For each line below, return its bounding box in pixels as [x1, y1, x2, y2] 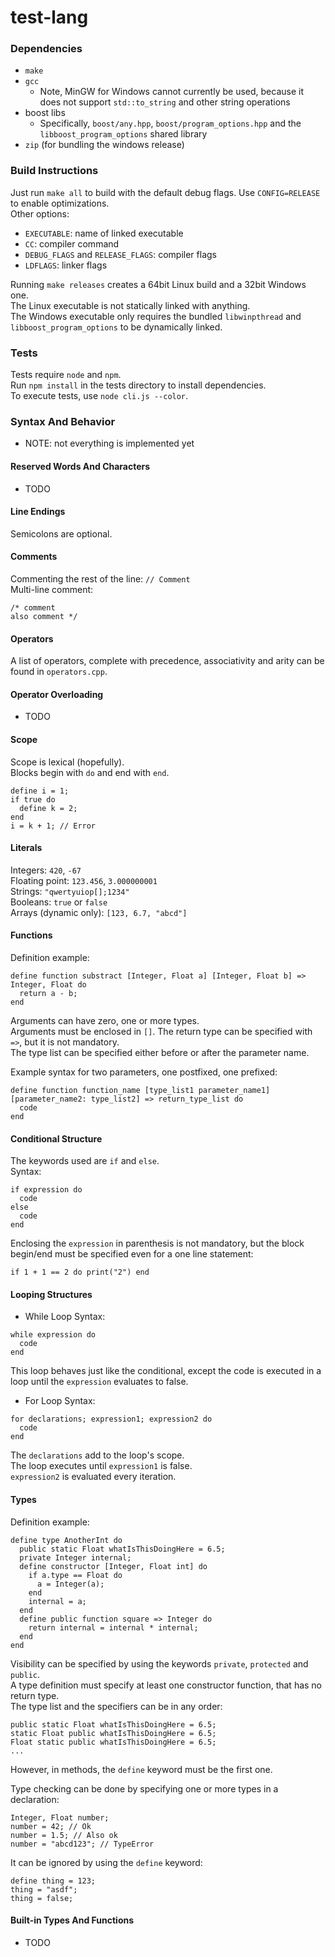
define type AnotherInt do [10, 1535, 123, 1545]
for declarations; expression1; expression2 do [10, 1414, 213, 1425]
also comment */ [10, 611, 78, 621]
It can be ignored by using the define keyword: [10, 1856, 203, 1868]
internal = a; [28, 1596, 87, 1606]
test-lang [10, 6, 89, 29]
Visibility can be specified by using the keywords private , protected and [10, 1657, 309, 1670]
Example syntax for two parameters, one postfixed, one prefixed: [10, 1066, 278, 1078]
